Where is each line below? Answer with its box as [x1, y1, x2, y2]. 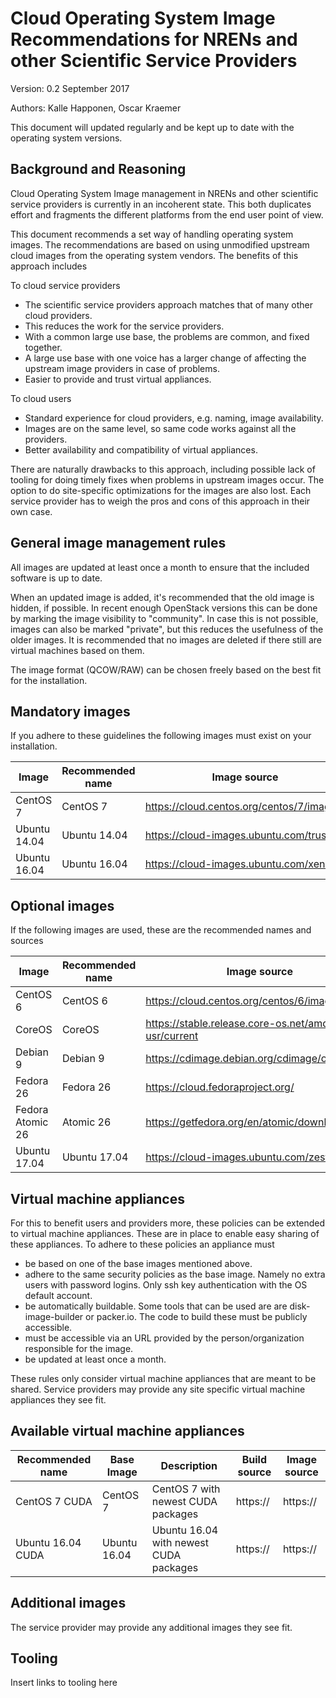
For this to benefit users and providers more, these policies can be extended [10, 1217, 326, 1229]
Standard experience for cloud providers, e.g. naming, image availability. [24, 412, 324, 424]
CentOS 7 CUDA [15, 1494, 93, 1508]
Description [160, 1458, 218, 1472]
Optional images [10, 897, 115, 914]
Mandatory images [10, 703, 131, 720]
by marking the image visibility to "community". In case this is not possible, [10, 612, 319, 624]
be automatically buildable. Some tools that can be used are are [24, 1300, 288, 1312]
